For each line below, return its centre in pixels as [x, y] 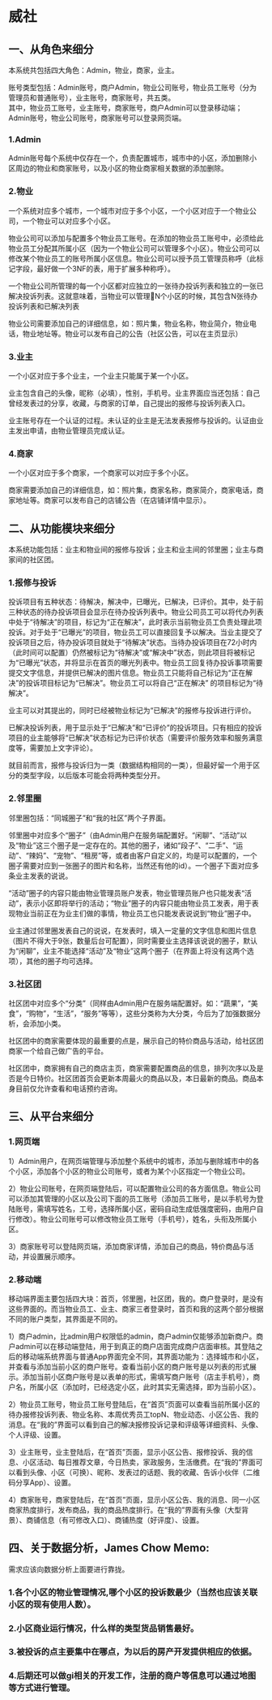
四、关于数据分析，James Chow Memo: [109, 1548]
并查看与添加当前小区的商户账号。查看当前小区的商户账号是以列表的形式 [129, 1366]
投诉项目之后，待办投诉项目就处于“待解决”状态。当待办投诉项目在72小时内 [133, 642]
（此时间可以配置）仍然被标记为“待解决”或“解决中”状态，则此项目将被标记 [132, 653]
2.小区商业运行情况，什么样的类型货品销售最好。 [104, 1628]
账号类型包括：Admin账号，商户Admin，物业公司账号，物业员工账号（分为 [133, 87]
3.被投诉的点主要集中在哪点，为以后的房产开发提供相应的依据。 [133, 1652]
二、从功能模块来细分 [62, 528]
